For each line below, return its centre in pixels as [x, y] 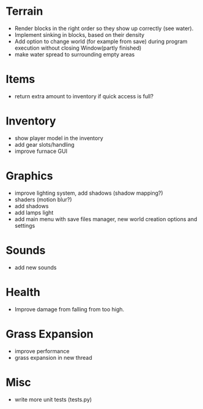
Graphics [29, 176]
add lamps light [34, 212]
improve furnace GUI [41, 151]
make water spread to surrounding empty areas [75, 54]
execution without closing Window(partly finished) [78, 48]
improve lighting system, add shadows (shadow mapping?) [89, 193]
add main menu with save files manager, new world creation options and [106, 219]
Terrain [24, 11]
